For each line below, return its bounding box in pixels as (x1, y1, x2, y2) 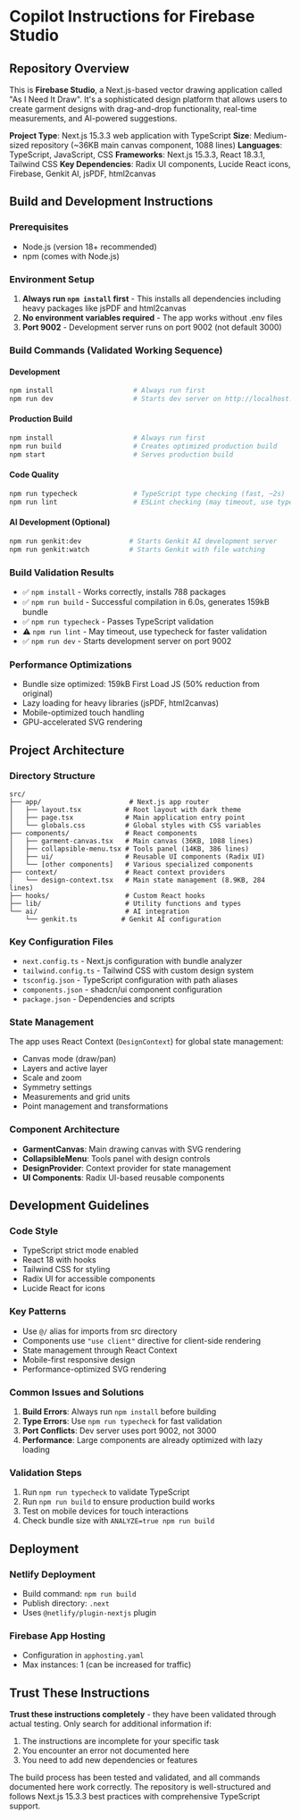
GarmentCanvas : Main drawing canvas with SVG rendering (21, 1144, 241, 1154)
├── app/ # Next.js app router (9, 797, 210, 806)
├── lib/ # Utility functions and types (9, 899, 242, 908)
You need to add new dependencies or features (21, 1755, 198, 1765)
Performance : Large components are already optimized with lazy (21, 1435, 263, 1446)
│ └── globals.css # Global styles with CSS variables (9, 820, 262, 830)
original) (21, 688, 54, 699)
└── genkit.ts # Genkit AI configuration (25, 914, 221, 924)
